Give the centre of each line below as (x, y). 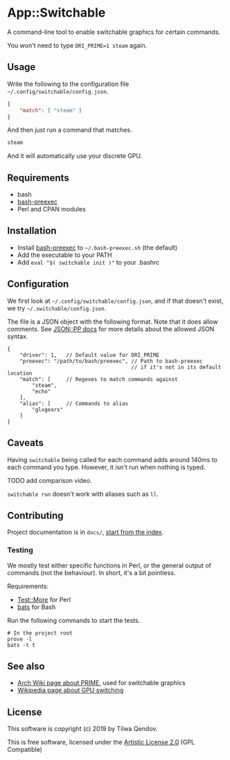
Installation (32, 231)
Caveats (25, 443)
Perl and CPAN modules (52, 209)
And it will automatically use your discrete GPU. (75, 156)
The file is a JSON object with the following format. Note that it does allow (113, 321)
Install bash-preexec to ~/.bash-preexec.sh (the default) (97, 247)
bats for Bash (36, 607)
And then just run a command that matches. (70, 130)
